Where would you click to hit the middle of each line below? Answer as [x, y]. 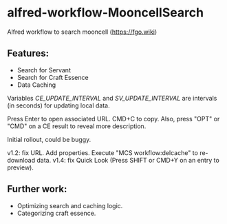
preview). [21, 167]
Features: [28, 53]
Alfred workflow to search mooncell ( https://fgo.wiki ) [82, 32]
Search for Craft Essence [53, 77]
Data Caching [36, 85]
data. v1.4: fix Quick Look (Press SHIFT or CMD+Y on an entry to [128, 160]
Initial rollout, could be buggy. [49, 139]
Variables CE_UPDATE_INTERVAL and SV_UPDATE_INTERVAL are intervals [112, 98]
